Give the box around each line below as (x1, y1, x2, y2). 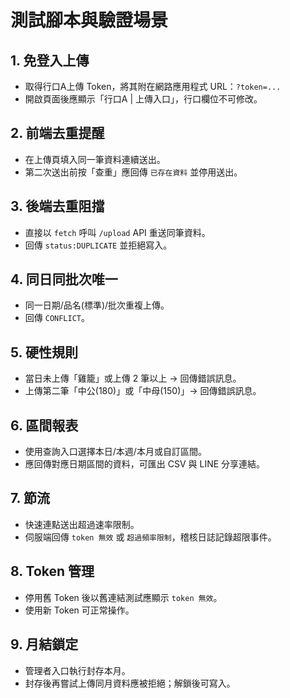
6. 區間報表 (10, 417, 79, 434)
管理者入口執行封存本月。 (24, 664, 131, 676)
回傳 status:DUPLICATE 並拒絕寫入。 (24, 239, 173, 251)
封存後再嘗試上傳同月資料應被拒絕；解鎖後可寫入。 (24, 677, 236, 689)
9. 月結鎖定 (10, 636, 79, 653)
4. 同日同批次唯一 (10, 271, 118, 288)
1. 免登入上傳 (10, 52, 90, 69)
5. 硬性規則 (10, 344, 78, 361)
